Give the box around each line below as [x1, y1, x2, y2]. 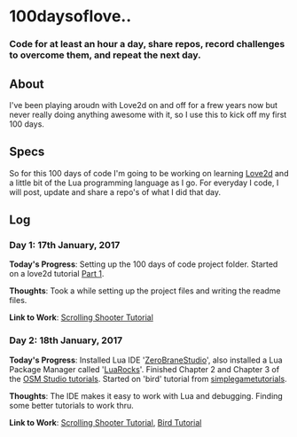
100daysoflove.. [9, 6, 132, 27]
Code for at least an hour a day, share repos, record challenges [9, 38, 285, 51]
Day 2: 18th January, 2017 [9, 334, 122, 347]
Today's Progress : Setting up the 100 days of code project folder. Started [9, 259, 278, 269]
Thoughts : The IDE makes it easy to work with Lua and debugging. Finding [9, 390, 284, 401]
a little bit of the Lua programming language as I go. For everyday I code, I [9, 177, 279, 188]
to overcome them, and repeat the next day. [9, 49, 201, 61]
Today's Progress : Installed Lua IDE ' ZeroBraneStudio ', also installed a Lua [9, 355, 283, 365]
